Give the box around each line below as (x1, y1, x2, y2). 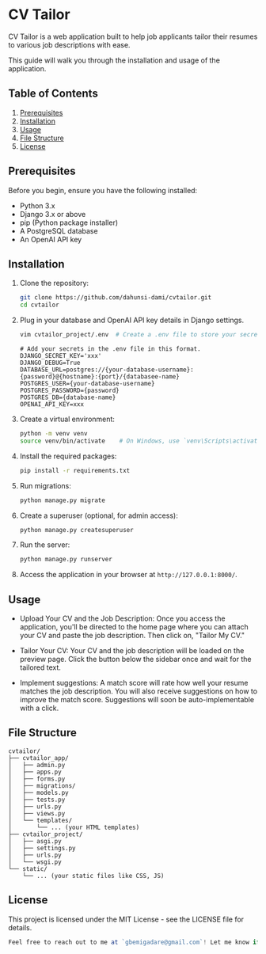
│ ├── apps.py (8, 768, 62, 776)
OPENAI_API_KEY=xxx (19, 401, 85, 409)
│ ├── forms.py (8, 774, 66, 783)
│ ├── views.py (8, 809, 66, 817)
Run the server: (19, 540, 70, 549)
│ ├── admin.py (8, 761, 66, 769)
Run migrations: (19, 481, 71, 490)
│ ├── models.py (8, 789, 69, 796)
